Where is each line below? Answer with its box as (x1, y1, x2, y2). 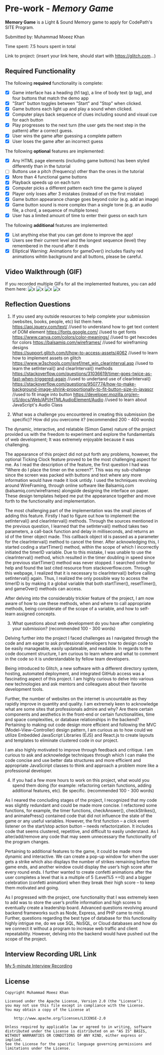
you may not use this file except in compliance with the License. (5, 1003, 145, 1008)
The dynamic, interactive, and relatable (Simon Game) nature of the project (5, 426, 156, 432)
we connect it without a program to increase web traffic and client (5, 925, 138, 931)
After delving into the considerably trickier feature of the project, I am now (5, 595, 154, 601)
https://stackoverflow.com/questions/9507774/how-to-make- (12, 381, 137, 387)
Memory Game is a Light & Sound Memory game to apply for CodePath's (5, 19, 153, 25)
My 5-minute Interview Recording (5, 963, 72, 969)
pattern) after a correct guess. (12, 128, 73, 134)
